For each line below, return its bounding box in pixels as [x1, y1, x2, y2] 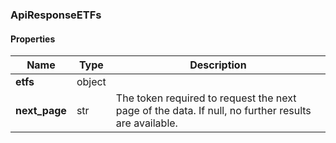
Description [189, 58, 247, 72]
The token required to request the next [115, 91, 297, 105]
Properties [10, 33, 56, 45]
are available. [115, 116, 178, 130]
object [76, 75, 107, 89]
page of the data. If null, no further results [115, 104, 312, 118]
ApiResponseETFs [10, 8, 102, 22]
